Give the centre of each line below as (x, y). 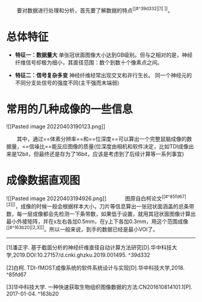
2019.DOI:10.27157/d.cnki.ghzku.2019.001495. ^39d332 (81, 255)
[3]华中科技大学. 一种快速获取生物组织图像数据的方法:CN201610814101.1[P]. (99, 287)
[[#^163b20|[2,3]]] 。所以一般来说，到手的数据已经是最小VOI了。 (82, 228)
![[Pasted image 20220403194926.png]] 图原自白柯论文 (84, 198)
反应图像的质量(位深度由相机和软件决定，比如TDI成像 (123, 146)
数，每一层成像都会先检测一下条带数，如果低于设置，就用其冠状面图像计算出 (101, 213)
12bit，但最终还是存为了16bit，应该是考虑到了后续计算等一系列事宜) (100, 154)
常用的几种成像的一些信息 (70, 109)
